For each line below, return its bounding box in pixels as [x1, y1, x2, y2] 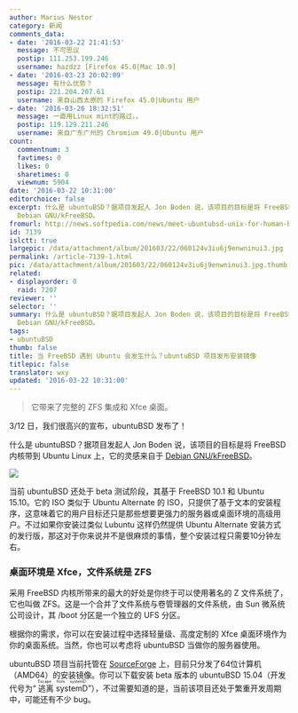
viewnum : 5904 [17, 178, 69, 187]
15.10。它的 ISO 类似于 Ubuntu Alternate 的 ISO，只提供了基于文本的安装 [9, 497, 273, 508]
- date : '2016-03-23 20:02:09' [9, 71, 125, 80]
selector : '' [9, 302, 58, 311]
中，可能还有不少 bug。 [9, 694, 96, 705]
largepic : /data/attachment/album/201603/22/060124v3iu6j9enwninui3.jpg [9, 244, 284, 253]
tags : [9, 327, 29, 336]
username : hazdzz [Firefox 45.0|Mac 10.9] [17, 63, 176, 72]
